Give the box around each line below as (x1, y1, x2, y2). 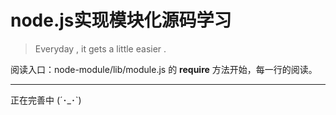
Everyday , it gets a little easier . (34, 42, 167, 55)
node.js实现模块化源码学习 (10, 9, 232, 32)
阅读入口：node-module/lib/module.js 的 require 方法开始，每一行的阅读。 (10, 63, 318, 75)
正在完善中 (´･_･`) (10, 94, 82, 106)
